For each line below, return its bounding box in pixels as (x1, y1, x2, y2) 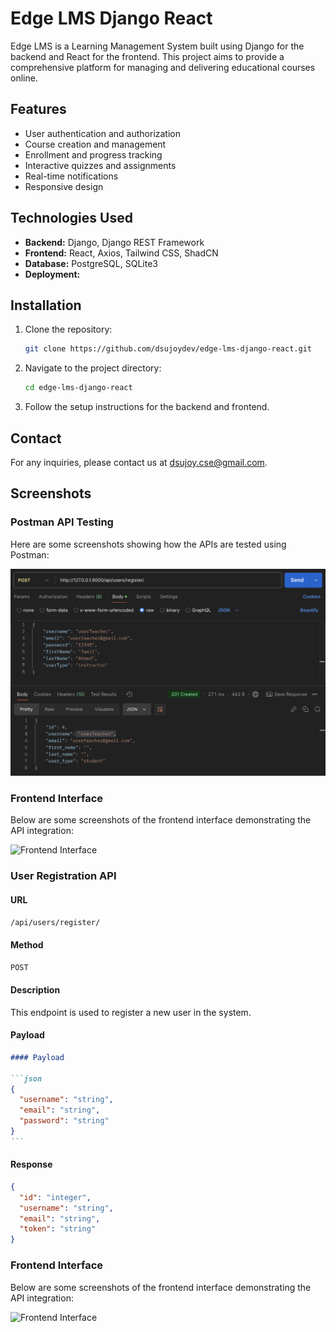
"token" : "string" (19, 1224, 97, 1234)
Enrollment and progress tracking (24, 148, 163, 161)
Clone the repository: (24, 323, 113, 336)
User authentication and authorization (24, 127, 182, 139)
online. (10, 72, 38, 84)
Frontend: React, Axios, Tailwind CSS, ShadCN (24, 247, 219, 259)
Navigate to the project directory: (24, 362, 162, 374)
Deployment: (24, 268, 81, 280)
